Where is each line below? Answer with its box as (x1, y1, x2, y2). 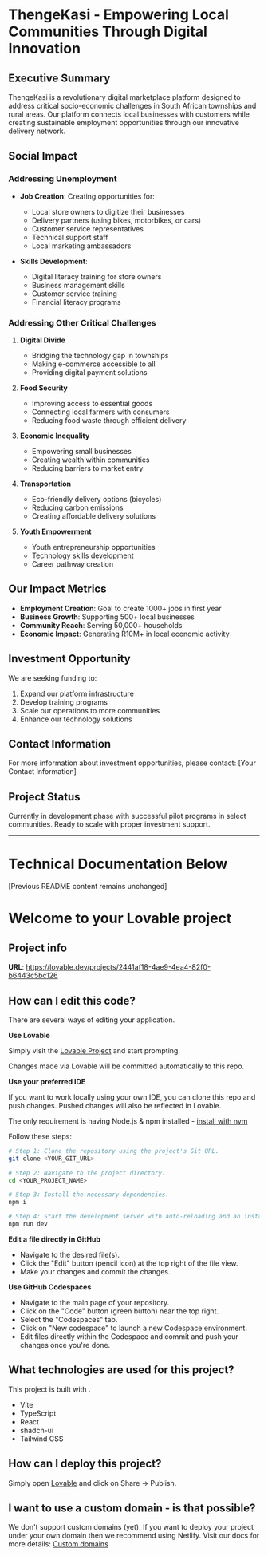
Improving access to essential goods (31, 398, 153, 408)
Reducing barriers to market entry (31, 463, 144, 472)
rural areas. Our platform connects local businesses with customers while (8, 109, 250, 119)
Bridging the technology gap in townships (31, 350, 169, 360)
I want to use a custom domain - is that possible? (8, 1502, 256, 1515)
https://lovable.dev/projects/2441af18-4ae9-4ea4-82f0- (26, 962, 211, 972)
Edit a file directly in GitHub (8, 1234, 101, 1244)
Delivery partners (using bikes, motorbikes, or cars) (31, 215, 202, 225)
